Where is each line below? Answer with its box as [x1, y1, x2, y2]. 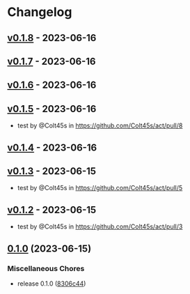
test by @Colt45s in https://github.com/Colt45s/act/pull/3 [17, 222, 183, 231]
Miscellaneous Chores [7, 263, 85, 273]
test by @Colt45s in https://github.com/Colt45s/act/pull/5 [17, 184, 183, 192]
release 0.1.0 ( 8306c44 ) [17, 279, 86, 288]
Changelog [7, 4, 72, 20]
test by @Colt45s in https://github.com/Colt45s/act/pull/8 [17, 121, 183, 130]
